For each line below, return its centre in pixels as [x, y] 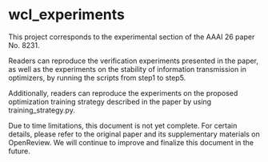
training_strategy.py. [42, 110]
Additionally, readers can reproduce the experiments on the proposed [123, 93]
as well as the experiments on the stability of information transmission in [127, 69]
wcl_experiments [67, 15]
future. [19, 151]
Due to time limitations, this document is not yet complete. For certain [123, 125]
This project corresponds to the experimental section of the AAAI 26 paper [132, 37]
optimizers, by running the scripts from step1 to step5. [97, 77]
